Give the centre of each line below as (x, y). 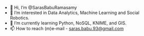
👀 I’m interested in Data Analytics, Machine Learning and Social (75, 13)
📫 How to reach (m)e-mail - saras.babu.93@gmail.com (67, 28)
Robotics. (20, 18)
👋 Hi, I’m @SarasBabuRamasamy (43, 8)
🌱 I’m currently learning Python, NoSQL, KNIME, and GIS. (68, 23)
